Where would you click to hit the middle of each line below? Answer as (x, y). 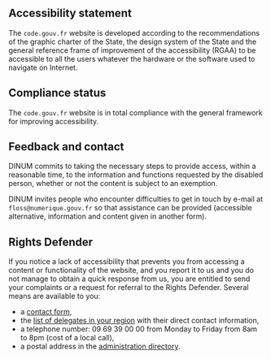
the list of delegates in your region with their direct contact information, (140, 321)
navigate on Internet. (43, 67)
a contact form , (46, 312)
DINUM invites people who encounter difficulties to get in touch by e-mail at (135, 199)
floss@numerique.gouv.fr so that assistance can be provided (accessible (130, 208)
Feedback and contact (66, 147)
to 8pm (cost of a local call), (67, 338)
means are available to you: (55, 296)
